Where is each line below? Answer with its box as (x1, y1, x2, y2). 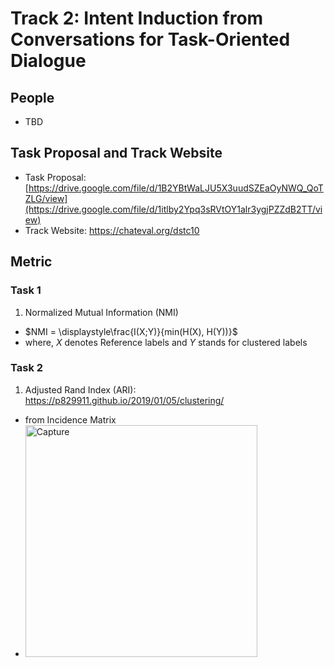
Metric (10, 253, 53, 271)
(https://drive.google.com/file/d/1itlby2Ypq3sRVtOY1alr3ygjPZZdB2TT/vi (24, 203, 323, 215)
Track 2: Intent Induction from (10, 7, 264, 30)
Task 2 (10, 361, 44, 375)
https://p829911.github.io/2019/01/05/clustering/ (24, 394, 225, 406)
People (10, 89, 55, 106)
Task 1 (10, 283, 42, 297)
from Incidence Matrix (24, 413, 117, 426)
